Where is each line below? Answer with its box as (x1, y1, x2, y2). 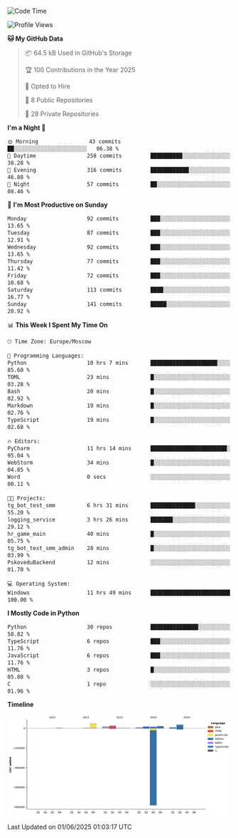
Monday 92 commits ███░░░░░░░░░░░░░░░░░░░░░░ (7, 215, 231, 222)
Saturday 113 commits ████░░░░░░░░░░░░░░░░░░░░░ (7, 286, 231, 294)
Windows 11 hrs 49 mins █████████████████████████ (7, 589, 231, 596)
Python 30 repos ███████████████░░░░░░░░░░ (7, 624, 231, 631)
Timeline (7, 700, 34, 708)
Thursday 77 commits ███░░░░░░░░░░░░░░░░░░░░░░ (7, 258, 231, 265)
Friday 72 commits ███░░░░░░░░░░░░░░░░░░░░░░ (7, 272, 231, 279)
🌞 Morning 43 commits (7, 138, 121, 145)
